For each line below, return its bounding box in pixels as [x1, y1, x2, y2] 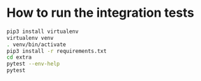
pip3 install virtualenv [6, 28, 79, 35]
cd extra [6, 54, 32, 61]
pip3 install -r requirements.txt [6, 47, 107, 54]
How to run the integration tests [6, 5, 195, 21]
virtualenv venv [6, 34, 54, 41]
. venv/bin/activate [6, 40, 67, 48]
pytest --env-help [6, 61, 60, 68]
